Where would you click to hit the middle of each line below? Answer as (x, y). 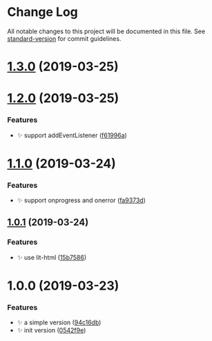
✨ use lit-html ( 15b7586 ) (52, 257)
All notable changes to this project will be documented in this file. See (106, 31)
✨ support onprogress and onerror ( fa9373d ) (81, 200)
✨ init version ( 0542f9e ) (51, 331)
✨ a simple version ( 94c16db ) (59, 322)
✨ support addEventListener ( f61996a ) (72, 135)
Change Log (42, 12)
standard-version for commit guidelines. (64, 38)
